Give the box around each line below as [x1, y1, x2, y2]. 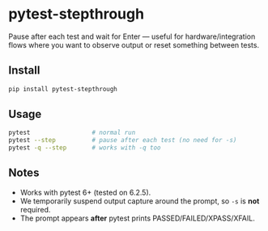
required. [19, 204, 51, 214]
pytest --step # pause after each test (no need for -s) [8, 136, 237, 145]
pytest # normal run [8, 128, 136, 137]
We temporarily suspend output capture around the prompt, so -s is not [19, 195, 260, 206]
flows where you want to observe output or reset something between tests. [8, 40, 260, 49]
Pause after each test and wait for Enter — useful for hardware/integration [8, 31, 256, 41]
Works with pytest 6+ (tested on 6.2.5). [19, 187, 151, 197]
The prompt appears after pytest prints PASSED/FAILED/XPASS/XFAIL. [19, 213, 255, 223]
